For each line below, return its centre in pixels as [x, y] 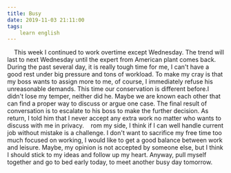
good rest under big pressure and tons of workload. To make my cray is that [115, 74]
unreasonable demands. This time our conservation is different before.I [108, 89]
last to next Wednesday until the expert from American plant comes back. [112, 60]
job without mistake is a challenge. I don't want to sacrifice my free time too [114, 133]
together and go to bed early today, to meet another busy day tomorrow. [110, 162]
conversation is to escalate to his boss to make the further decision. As [108, 111]
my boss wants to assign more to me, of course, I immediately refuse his [110, 82]
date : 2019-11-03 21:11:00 [46, 20]
